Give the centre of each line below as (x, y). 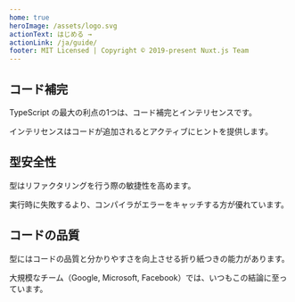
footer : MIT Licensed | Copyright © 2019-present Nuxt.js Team (129, 51)
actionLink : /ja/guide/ (53, 42)
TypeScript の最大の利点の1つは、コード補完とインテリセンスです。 (133, 112)
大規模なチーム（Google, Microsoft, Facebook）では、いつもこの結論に (140, 277)
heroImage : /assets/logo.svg (63, 26)
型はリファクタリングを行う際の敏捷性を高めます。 (102, 185)
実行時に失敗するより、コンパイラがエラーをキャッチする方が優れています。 (149, 204)
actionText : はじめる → (50, 34)
